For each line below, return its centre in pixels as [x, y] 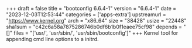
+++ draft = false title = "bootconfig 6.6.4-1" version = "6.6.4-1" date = [91, 8]
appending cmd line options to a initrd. [52, 39]
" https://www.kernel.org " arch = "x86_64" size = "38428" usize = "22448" [96, 21]
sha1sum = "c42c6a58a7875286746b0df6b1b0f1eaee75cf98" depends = [94, 27]
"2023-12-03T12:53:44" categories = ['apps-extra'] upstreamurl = [86, 14]
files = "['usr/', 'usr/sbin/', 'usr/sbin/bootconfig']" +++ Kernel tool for [96, 33]
